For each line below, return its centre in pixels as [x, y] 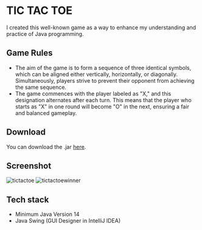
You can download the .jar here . [46, 147]
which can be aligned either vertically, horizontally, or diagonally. [96, 74]
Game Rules [30, 53]
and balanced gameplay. [46, 113]
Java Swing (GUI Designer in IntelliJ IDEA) [68, 221]
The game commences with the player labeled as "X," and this [93, 93]
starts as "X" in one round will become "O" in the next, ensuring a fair [102, 106]
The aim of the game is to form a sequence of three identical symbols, [103, 68]
